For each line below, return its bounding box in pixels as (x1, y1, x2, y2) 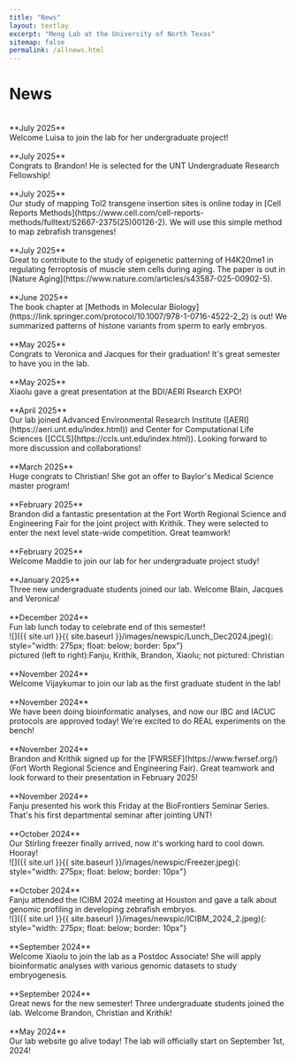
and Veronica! (9, 594, 60, 604)
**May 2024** (9, 1027, 66, 1037)
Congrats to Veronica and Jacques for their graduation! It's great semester (9, 349, 281, 360)
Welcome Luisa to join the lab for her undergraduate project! (9, 132, 229, 143)
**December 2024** (9, 612, 89, 623)
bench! (9, 725, 35, 736)
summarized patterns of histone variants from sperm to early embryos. (9, 321, 268, 331)
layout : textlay (9, 21, 69, 30)
